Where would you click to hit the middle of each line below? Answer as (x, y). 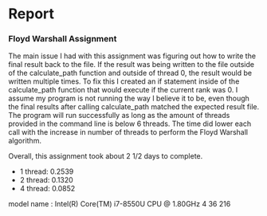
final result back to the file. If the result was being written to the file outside (132, 65)
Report (31, 14)
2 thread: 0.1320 (46, 180)
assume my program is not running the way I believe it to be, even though (129, 98)
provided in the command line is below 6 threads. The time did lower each (130, 124)
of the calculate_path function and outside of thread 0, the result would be (130, 73)
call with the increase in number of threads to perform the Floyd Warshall (128, 132)
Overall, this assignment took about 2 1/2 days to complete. (106, 156)
